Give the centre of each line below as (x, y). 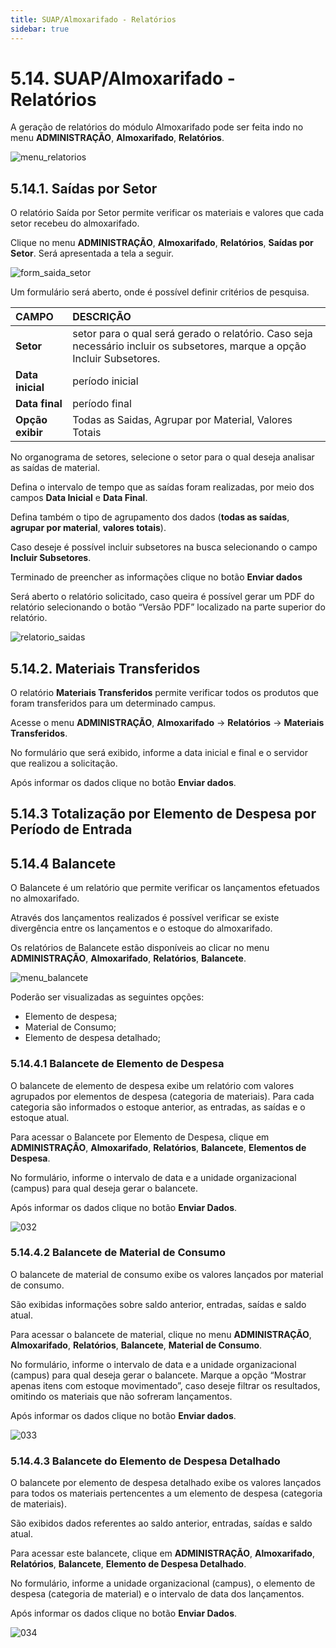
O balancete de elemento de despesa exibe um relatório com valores (152, 1085)
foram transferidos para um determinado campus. (113, 703)
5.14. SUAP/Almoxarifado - (123, 78)
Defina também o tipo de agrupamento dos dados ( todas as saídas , (150, 517)
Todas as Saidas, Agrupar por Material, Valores (182, 420)
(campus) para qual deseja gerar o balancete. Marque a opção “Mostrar (158, 1375)
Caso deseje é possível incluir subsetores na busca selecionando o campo (164, 547)
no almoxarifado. (45, 898)
